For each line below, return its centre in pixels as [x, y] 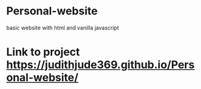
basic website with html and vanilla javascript [63, 28]
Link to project [43, 52]
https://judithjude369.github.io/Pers [100, 65]
